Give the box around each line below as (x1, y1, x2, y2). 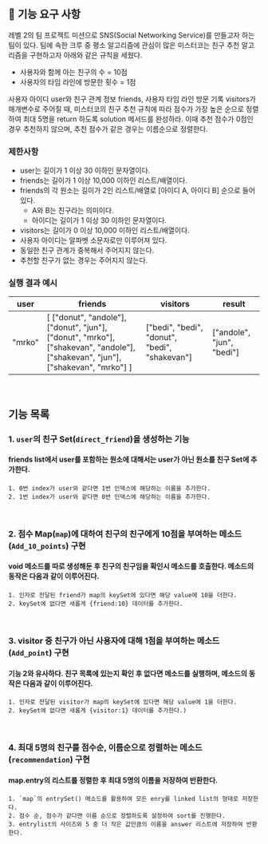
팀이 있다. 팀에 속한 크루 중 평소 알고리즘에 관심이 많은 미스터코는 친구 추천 (8, 40, 240, 50)
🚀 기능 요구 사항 (8, 7, 81, 22)
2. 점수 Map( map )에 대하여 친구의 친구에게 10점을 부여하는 (8, 528, 218, 539)
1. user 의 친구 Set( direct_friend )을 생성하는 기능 (8, 434, 190, 445)
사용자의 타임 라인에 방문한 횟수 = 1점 (19, 77, 136, 86)
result (223, 299, 246, 310)
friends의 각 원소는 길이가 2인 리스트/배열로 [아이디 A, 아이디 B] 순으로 (19, 186, 241, 196)
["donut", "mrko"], (46, 332, 116, 343)
